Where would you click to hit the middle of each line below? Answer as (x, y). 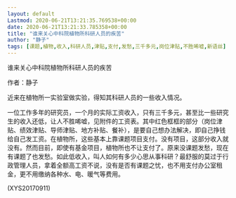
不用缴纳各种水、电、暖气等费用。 (75, 174)
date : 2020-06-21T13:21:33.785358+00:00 (67, 27)
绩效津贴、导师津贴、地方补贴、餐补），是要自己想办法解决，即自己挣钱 (123, 130)
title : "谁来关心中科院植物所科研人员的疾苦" (66, 33)
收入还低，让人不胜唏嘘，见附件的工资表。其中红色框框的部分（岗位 (118, 121)
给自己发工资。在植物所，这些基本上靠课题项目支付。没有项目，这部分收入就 (118, 139)
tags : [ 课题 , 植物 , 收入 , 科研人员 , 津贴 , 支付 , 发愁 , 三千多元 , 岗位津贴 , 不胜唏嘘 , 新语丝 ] (117, 47)
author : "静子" (28, 40)
